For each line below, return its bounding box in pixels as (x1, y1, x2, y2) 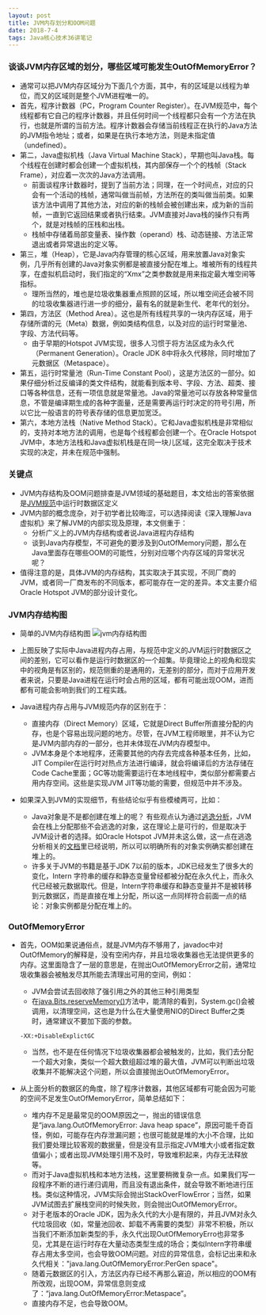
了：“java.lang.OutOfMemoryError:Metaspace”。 (31, 1289, 192, 1298)
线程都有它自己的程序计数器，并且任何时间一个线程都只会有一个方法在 (19, 110, 249, 120)
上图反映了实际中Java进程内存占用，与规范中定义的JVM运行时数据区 (19, 646, 245, 655)
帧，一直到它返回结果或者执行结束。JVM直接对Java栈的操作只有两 (31, 209, 250, 219)
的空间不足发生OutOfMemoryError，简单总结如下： (19, 1094, 188, 1103)
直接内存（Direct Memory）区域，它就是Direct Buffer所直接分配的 (31, 718, 247, 729)
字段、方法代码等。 (19, 328, 83, 337)
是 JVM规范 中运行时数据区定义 (19, 498, 119, 508)
